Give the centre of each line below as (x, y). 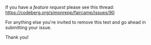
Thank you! (17, 37)
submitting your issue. (28, 27)
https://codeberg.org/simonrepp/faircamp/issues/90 (60, 12)
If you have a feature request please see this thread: (60, 7)
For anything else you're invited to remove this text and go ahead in (75, 22)
